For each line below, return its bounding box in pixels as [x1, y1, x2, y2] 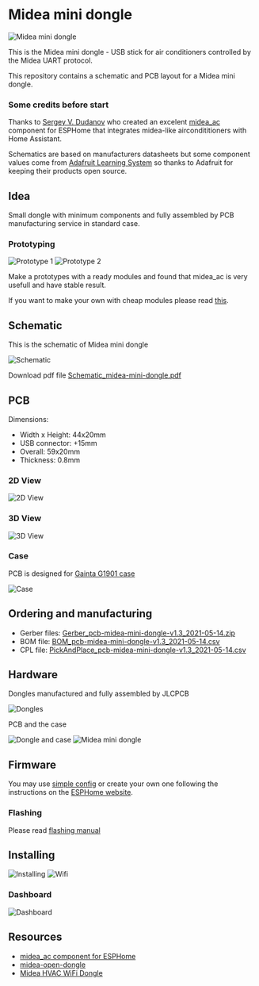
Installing [8, 848, 55, 861]
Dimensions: [8, 414, 49, 424]
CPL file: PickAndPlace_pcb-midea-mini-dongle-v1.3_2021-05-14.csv [19, 645, 247, 654]
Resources [8, 930, 63, 944]
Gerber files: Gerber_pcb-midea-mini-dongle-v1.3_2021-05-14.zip [19, 628, 236, 638]
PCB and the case [8, 719, 67, 729]
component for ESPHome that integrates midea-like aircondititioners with [8, 125, 247, 136]
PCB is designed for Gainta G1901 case [8, 569, 135, 578]
